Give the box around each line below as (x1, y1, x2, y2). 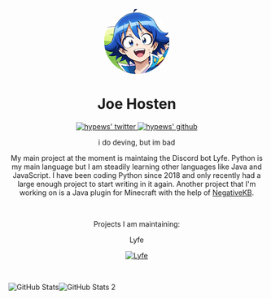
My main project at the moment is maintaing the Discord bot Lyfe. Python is (11, 153, 263, 162)
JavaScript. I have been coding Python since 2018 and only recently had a (12, 170, 261, 180)
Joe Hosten (97, 95, 177, 114)
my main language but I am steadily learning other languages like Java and (11, 162, 262, 171)
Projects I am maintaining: (93, 219, 181, 228)
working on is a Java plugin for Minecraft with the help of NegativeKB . (19, 188, 255, 197)
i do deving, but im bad (98, 137, 176, 147)
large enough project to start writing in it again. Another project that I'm (17, 179, 256, 188)
